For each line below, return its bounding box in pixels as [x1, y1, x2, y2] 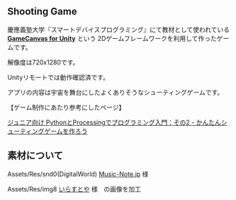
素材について [7, 150, 64, 162]
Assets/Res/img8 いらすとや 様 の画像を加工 [7, 184, 142, 193]
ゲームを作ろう [44, 127, 88, 135]
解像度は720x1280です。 [7, 58, 79, 66]
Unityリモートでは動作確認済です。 [7, 73, 110, 81]
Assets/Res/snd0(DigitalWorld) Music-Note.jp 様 [7, 170, 149, 178]
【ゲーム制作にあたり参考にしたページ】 [7, 102, 125, 112]
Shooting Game [7, 6, 77, 18]
